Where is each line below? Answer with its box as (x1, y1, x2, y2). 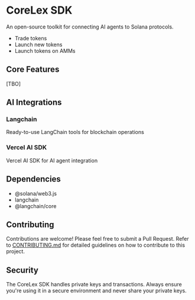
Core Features (6, 65, 60, 75)
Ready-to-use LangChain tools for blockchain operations (6, 129, 145, 136)
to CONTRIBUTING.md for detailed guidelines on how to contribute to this (6, 241, 185, 249)
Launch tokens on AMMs (14, 47, 76, 54)
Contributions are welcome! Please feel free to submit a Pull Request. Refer (6, 235, 189, 242)
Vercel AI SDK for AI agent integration (6, 157, 98, 164)
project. (6, 248, 25, 255)
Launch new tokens (14, 41, 63, 48)
